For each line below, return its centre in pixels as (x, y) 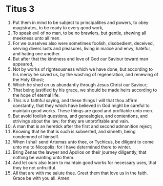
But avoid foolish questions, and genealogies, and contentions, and (80, 116)
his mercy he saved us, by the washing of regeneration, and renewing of (85, 74)
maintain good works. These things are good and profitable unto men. (83, 110)
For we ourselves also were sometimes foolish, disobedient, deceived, (83, 43)
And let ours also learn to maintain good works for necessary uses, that (84, 163)
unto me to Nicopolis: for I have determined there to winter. (72, 147)
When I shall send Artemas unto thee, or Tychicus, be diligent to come (83, 142)
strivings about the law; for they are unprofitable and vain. (71, 121)
